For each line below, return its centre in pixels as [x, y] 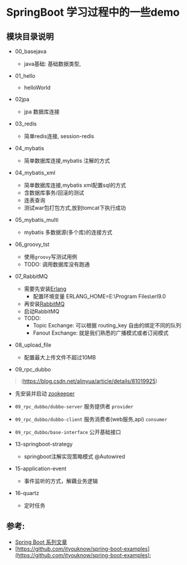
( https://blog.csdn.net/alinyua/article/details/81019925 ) [89, 381]
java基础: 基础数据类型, [52, 64]
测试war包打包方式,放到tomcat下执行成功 [75, 208]
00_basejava [31, 51]
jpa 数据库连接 [42, 112]
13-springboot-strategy [44, 444]
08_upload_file [33, 345]
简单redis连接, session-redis [59, 136]
